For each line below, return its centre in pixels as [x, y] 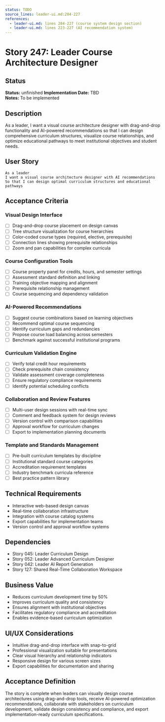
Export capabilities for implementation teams [58, 521]
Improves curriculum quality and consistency [58, 602]
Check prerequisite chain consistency [50, 369]
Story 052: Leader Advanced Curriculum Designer [63, 559]
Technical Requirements [43, 494]
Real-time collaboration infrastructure [50, 511]
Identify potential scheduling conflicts [50, 386]
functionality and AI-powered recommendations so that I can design [74, 130]
